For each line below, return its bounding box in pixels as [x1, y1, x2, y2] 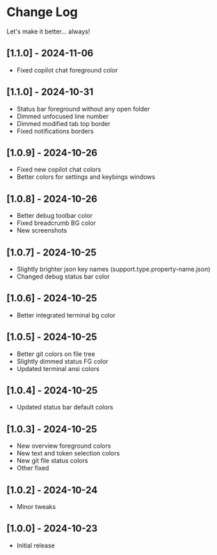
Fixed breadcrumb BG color [16, 219, 97, 227]
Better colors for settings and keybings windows [16, 173, 156, 181]
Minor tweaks [16, 503, 56, 511]
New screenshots [16, 226, 67, 235]
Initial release [16, 541, 55, 549]
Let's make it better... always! [6, 27, 90, 36]
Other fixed [16, 464, 49, 472]
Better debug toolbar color [16, 212, 93, 220]
